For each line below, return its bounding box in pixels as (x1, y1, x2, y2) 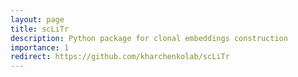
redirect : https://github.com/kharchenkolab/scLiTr (10, 52, 230, 62)
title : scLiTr (10, 24, 70, 34)
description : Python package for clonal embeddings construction (10, 33, 288, 43)
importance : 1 (10, 42, 70, 53)
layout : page (10, 14, 65, 25)
